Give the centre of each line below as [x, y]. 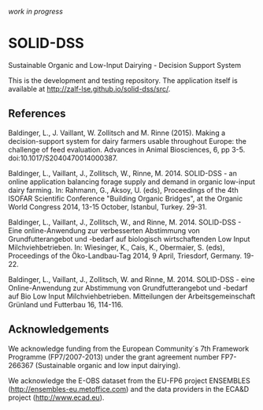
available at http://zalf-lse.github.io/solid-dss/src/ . [89, 88]
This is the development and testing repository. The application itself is [123, 80]
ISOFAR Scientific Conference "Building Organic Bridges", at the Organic [126, 198]
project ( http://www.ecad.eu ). [56, 397]
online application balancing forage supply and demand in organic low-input [132, 182]
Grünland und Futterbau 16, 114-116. [66, 304]
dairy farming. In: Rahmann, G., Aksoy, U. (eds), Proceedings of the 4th [123, 190]
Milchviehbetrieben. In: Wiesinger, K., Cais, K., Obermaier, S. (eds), [117, 247]
